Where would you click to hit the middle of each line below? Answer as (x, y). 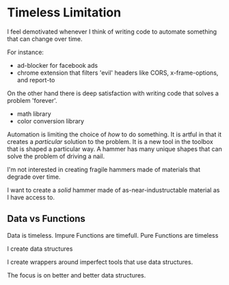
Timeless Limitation (64, 13)
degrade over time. (34, 177)
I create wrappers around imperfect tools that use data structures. (100, 262)
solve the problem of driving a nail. (56, 156)
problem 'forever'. (32, 100)
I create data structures (40, 249)
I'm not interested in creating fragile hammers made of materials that (104, 169)
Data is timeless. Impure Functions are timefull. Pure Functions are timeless (113, 235)
